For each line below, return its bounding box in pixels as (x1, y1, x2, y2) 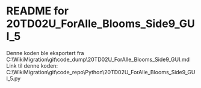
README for (6, 4, 69, 18)
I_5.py (6, 75, 21, 82)
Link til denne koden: (6, 62, 58, 69)
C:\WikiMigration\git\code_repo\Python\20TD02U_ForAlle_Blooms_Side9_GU (6, 68, 196, 75)
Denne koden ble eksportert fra (6, 49, 84, 56)
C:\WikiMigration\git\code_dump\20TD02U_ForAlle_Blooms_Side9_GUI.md (6, 56, 190, 63)
